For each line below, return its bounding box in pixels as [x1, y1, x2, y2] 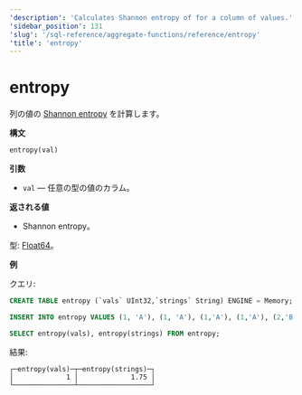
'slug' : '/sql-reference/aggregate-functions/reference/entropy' [9, 30, 260, 39]
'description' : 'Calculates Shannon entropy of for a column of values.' [9, 13, 294, 23]
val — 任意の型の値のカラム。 [22, 183, 135, 193]
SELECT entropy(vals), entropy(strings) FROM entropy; [9, 329, 221, 338]
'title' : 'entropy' [9, 38, 83, 48]
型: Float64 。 [9, 240, 59, 251]
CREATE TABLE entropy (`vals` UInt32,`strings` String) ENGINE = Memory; [9, 296, 294, 306]
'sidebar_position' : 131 [9, 22, 103, 31]
